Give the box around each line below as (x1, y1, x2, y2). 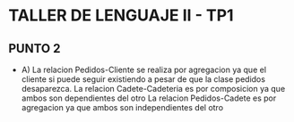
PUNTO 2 (8, 41, 61, 56)
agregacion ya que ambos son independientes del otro (21, 102, 224, 112)
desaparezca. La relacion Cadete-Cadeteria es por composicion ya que (21, 84, 286, 94)
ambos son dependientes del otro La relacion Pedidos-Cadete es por (21, 93, 277, 103)
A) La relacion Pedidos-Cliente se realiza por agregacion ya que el (21, 64, 266, 75)
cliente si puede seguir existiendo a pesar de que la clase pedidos (21, 74, 266, 85)
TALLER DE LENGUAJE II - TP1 (8, 5, 234, 26)
